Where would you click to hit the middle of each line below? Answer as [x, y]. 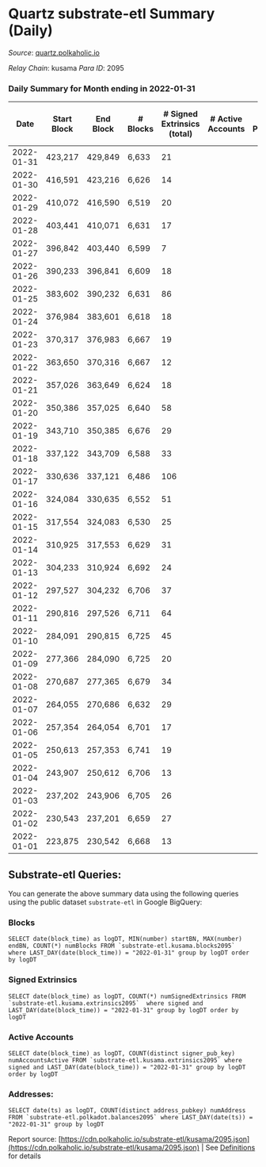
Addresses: [31, 1094]
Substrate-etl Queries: [65, 875]
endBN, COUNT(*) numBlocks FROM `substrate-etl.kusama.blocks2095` [122, 946]
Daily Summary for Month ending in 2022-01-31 [102, 88]
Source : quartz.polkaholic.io [54, 52]
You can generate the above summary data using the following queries [123, 894]
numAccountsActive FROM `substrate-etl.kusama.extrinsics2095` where [125, 1060]
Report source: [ [35, 1139]
